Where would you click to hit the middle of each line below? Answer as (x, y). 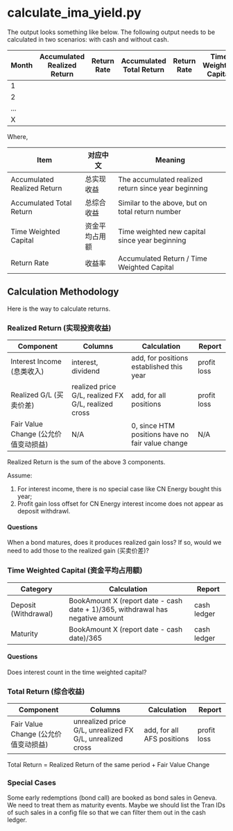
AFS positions (166, 739)
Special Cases (32, 782)
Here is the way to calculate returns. (59, 308)
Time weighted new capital (162, 231)
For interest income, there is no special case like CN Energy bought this (119, 489)
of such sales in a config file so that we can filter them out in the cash (106, 813)
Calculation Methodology (63, 292)
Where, (18, 136)
